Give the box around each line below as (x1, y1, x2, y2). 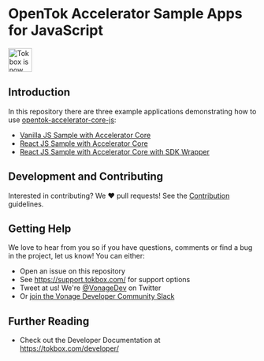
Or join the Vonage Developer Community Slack (19, 292, 175, 301)
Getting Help (8, 221, 72, 235)
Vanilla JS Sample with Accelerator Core (19, 130, 151, 140)
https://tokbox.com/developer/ (19, 344, 120, 353)
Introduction (8, 86, 71, 99)
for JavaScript (8, 21, 104, 39)
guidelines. (8, 199, 44, 209)
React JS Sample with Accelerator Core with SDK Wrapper (19, 147, 210, 156)
